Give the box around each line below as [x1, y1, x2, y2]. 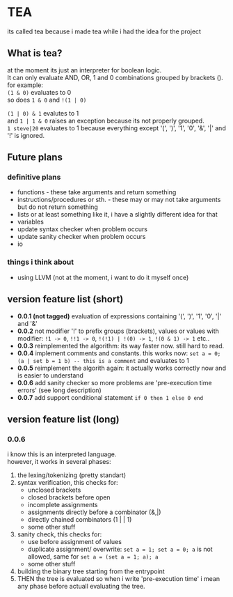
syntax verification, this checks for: [17, 479, 118, 487]
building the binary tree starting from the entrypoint [17, 567, 165, 575]
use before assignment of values [27, 538, 122, 546]
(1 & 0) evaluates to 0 [7, 88, 72, 96]
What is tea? [7, 47, 63, 59]
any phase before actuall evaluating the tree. [17, 582, 145, 591]
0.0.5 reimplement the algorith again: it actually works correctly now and [17, 364, 226, 372]
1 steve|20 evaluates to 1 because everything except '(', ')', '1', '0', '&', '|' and [7, 123, 226, 132]
